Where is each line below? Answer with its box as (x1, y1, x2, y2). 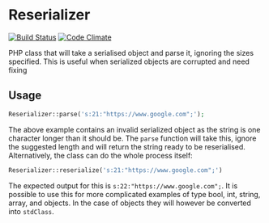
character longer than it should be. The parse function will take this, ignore (8, 133, 257, 143)
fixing (8, 65, 28, 74)
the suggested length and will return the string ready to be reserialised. (8, 141, 246, 151)
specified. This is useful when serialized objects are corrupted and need (8, 57, 250, 66)
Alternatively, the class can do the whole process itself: (8, 150, 193, 160)
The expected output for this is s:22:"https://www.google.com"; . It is (8, 180, 238, 191)
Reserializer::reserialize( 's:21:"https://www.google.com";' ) (8, 166, 223, 175)
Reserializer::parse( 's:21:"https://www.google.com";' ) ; (8, 110, 205, 118)
